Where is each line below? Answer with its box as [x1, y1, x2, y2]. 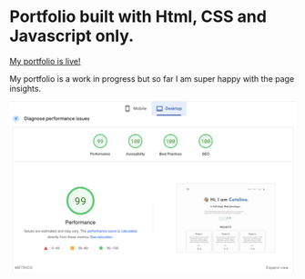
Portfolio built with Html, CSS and [9, 6, 267, 27]
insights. [9, 83, 42, 94]
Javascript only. [9, 25, 135, 46]
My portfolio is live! [9, 55, 81, 66]
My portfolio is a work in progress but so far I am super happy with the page [9, 73, 295, 84]
